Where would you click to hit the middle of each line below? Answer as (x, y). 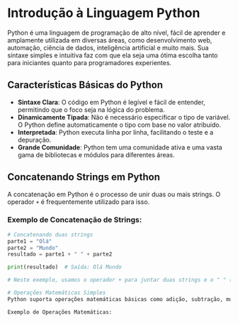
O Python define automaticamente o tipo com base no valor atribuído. (119, 125)
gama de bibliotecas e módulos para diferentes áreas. (96, 154)
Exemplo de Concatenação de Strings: (75, 220)
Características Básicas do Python (85, 85)
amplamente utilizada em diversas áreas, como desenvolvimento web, (110, 40)
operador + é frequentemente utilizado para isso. (79, 202)
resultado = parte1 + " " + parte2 (60, 254)
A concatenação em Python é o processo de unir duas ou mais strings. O (114, 194)
